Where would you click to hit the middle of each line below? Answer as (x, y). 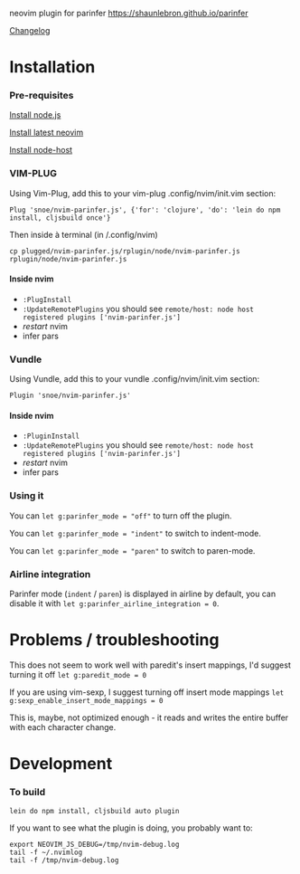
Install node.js (35, 115)
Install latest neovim (47, 133)
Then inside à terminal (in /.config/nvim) (84, 234)
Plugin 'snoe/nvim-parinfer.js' (70, 396)
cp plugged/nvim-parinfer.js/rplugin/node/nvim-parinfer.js (125, 251)
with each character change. (63, 727)
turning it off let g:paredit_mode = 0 (78, 675)
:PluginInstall (51, 437)
